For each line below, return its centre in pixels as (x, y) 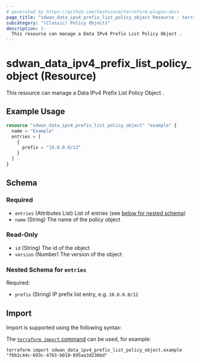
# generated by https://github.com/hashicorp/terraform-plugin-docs (93, 12)
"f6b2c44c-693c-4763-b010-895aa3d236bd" (57, 355)
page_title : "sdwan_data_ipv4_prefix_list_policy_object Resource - (93, 17)
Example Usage (36, 112)
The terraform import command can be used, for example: (79, 339)
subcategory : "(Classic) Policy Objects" (58, 23)
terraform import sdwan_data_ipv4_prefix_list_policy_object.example (94, 350)
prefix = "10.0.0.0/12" (51, 148)
